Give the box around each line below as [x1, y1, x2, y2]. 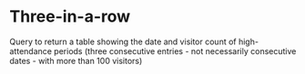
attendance [9, 45, 53, 56]
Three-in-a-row [9, 6, 131, 27]
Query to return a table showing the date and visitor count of [9, 36, 237, 47]
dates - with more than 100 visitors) [9, 55, 143, 66]
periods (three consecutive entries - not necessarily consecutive [54, 45, 297, 56]
